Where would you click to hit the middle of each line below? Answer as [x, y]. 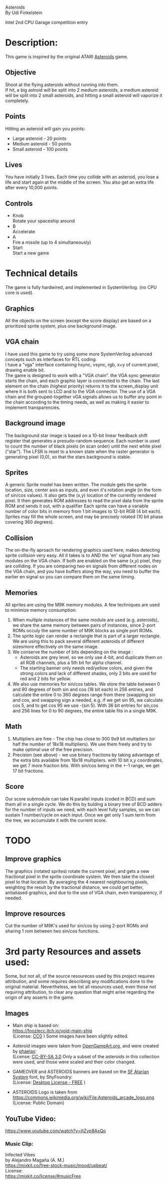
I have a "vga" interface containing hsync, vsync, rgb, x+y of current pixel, [82, 364]
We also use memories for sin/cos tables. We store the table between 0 [86, 684]
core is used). [19, 293]
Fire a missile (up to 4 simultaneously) [52, 242]
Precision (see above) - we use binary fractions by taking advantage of [86, 755]
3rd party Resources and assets [73, 951]
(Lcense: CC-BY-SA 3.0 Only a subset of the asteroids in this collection [86, 1057]
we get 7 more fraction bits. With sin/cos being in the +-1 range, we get [86, 765]
